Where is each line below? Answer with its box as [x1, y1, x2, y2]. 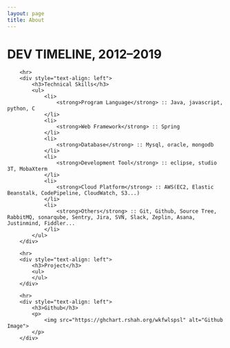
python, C [7, 105, 36, 113]
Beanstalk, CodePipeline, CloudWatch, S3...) [7, 190, 140, 197]
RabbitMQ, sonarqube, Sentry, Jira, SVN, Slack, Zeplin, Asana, [7, 214, 196, 221]
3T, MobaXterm [7, 166, 48, 173]
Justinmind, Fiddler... [7, 220, 76, 227]
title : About [7, 17, 45, 23]
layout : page [7, 10, 45, 17]
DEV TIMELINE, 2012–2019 [7, 46, 162, 62]
